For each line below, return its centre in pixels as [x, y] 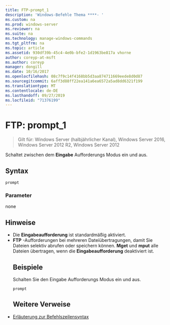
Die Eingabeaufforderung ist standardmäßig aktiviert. [69, 235]
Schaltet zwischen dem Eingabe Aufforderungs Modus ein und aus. [77, 155]
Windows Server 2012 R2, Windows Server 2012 [69, 145]
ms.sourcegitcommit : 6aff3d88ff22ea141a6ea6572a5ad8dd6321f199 [74, 81]
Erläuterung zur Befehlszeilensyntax [51, 316]
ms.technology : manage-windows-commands [49, 39]
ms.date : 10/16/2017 [27, 72]
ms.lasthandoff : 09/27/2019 [35, 95]
